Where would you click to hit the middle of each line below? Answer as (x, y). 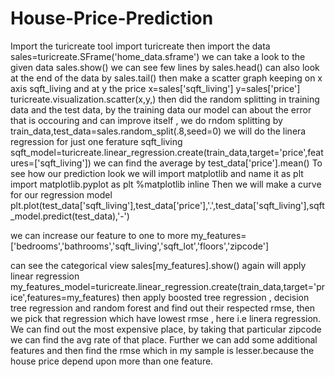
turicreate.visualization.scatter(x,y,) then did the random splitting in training (165, 99)
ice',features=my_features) (65, 297)
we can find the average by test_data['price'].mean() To (208, 163)
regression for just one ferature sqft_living (96, 141)
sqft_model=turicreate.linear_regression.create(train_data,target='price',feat (167, 152)
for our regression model (61, 194)
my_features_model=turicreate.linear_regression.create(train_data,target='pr (167, 286)
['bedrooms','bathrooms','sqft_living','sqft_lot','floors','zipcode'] (140, 246)
